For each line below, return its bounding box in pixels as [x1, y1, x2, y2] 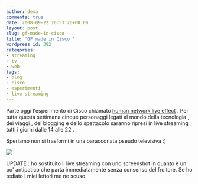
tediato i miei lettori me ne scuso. [6, 172, 87, 179]
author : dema [6, 8, 38, 15]
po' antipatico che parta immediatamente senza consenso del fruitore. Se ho [6, 166, 193, 173]
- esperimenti [6, 86, 41, 91]
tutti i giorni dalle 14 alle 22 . [6, 126, 74, 133]
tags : [6, 69, 20, 75]
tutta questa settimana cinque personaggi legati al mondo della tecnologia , [6, 113, 190, 120]
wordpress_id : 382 [6, 42, 51, 48]
